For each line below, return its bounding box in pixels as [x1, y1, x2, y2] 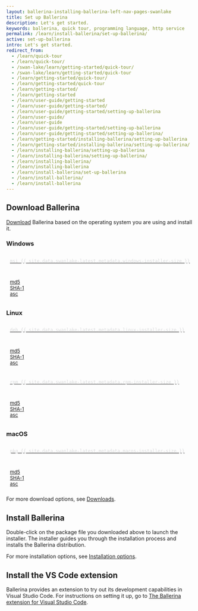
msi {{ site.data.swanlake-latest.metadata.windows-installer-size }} [10, 258, 190, 264]
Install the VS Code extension [6, 570, 118, 580]
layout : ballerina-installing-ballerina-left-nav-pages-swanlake [6, 8, 171, 15]
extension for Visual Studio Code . [6, 598, 88, 606]
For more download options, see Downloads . [6, 495, 116, 503]
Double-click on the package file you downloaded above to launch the [6, 529, 178, 536]
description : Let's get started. [6, 20, 89, 26]
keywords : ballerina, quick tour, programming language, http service [6, 25, 185, 32]
